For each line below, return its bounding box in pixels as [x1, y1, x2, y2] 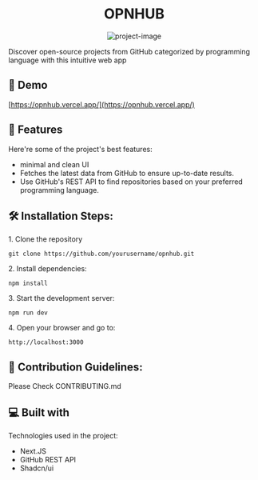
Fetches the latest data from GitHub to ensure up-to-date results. [19, 168, 234, 178]
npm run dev [8, 309, 48, 317]
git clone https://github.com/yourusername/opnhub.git [8, 250, 195, 258]
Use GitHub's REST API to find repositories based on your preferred [19, 177, 244, 186]
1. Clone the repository [8, 234, 83, 244]
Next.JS [19, 446, 46, 456]
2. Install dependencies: [8, 264, 87, 274]
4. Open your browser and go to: [8, 323, 116, 333]
